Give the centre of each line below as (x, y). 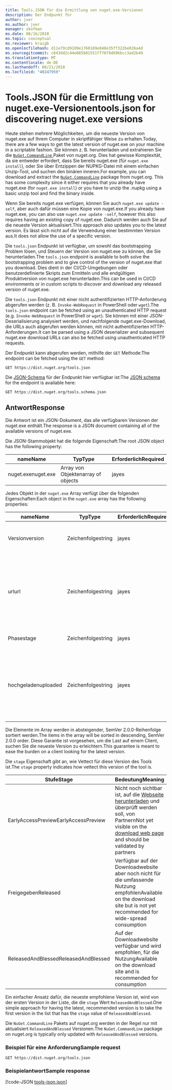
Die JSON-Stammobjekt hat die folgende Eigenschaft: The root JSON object (85, 441)
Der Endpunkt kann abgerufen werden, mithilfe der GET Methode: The (78, 353)
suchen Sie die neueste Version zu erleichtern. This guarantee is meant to (82, 746)
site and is (127, 971)
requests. (15, 343)
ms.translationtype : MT (31, 58)
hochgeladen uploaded (35, 685)
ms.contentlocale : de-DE (32, 63)
